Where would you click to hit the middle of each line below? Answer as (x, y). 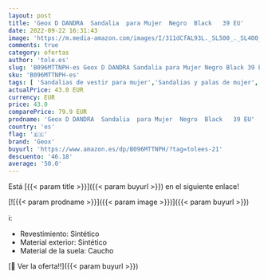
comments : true (33, 45)
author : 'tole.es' (39, 61)
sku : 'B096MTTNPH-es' (44, 75)
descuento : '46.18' (41, 156)
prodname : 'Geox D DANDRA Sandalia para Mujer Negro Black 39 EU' (132, 120)
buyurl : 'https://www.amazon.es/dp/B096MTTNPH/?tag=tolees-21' (116, 149)
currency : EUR (32, 97)
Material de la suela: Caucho (67, 251)
